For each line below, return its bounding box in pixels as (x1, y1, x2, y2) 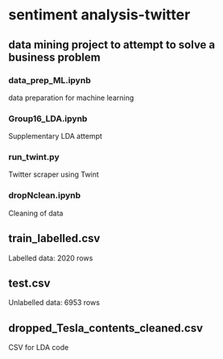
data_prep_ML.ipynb (8, 74, 91, 86)
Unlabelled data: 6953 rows (8, 298, 101, 307)
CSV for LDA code (8, 343, 69, 353)
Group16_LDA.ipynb (8, 113, 88, 124)
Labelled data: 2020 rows (8, 253, 93, 263)
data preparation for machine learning (8, 93, 134, 102)
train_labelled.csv (8, 232, 101, 245)
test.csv (8, 276, 51, 290)
